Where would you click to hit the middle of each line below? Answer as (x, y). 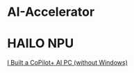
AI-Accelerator (51, 12)
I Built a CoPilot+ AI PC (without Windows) (68, 63)
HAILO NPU (41, 44)
